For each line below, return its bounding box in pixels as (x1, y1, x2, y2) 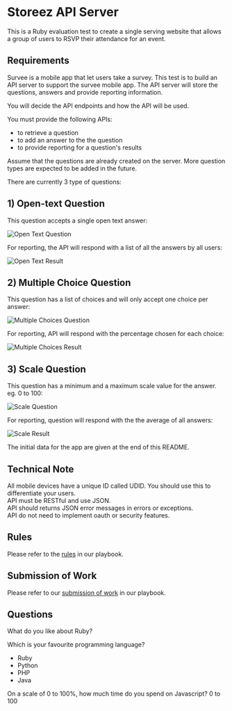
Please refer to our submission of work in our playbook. (7, 589, 166, 597)
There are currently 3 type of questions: (7, 177, 122, 186)
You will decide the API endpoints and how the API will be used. (7, 102, 190, 110)
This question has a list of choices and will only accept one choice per (7, 295, 208, 303)
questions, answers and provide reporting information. (7, 88, 163, 96)
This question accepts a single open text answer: (7, 216, 148, 225)
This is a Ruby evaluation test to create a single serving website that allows (7, 27, 222, 35)
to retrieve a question (17, 128, 78, 136)
